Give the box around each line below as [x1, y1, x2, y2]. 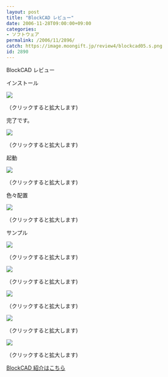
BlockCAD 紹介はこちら [6, 364, 66, 372]
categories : [6, 26, 37, 32]
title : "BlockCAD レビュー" [6, 15, 75, 21]
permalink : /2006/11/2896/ [6, 37, 75, 43]
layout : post [6, 9, 40, 15]
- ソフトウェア [6, 32, 40, 38]
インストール [6, 79, 38, 86]
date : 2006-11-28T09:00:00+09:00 [6, 20, 92, 26]
